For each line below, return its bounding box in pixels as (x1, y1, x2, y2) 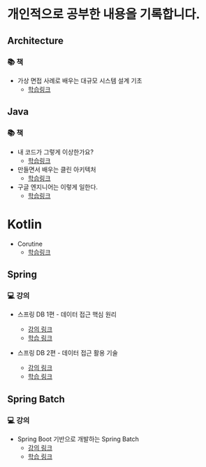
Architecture (7, 34, 64, 46)
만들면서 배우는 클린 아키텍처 (17, 165, 96, 174)
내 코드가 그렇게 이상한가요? (17, 148, 94, 156)
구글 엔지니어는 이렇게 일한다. (17, 183, 98, 191)
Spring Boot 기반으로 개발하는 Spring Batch (17, 435, 140, 443)
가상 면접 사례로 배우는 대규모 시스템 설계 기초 (17, 76, 142, 85)
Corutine (17, 239, 43, 248)
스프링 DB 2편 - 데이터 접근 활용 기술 (17, 349, 119, 357)
